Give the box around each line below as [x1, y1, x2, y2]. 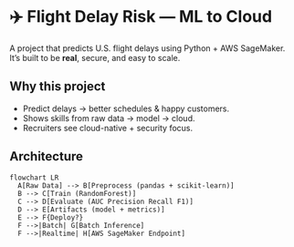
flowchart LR [9, 173, 59, 182]
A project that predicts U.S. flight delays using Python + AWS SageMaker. [9, 42, 286, 54]
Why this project [9, 78, 106, 95]
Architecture [9, 149, 84, 164]
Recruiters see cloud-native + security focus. [22, 122, 194, 133]
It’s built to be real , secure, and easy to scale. [9, 52, 181, 63]
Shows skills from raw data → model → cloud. [22, 112, 195, 123]
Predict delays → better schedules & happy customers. [22, 103, 230, 114]
